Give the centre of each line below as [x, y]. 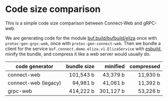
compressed [145, 66]
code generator [35, 66]
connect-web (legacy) [35, 82]
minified [115, 66]
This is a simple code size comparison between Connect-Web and [74, 23]
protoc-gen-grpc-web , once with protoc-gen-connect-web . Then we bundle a [83, 43]
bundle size [80, 66]
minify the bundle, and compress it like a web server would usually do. [78, 54]
